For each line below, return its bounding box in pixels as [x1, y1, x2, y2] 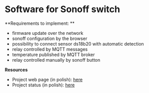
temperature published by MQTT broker [12, 52, 95, 58]
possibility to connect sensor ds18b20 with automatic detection [12, 40, 144, 46]
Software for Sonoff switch [5, 4, 120, 15]
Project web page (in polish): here [12, 76, 83, 82]
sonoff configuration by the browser [12, 35, 87, 41]
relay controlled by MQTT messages [12, 46, 88, 52]
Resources [5, 67, 28, 73]
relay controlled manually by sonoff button [12, 57, 101, 63]
